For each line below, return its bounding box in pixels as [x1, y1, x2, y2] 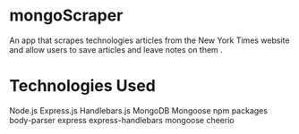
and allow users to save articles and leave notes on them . [9, 44, 224, 54]
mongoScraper [9, 5, 124, 26]
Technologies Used [9, 76, 157, 96]
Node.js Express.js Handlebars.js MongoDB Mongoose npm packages [9, 105, 269, 116]
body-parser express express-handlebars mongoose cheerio [9, 114, 235, 125]
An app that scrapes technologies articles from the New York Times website [9, 35, 290, 46]
